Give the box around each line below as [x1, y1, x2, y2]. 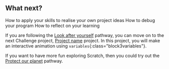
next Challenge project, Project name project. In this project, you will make [5, 37, 160, 43]
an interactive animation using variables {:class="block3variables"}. [5, 42, 147, 49]
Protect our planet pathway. [5, 57, 63, 64]
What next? [5, 4, 43, 12]
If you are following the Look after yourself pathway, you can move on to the [5, 32, 164, 38]
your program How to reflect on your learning [5, 22, 100, 28]
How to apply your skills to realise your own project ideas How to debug [5, 17, 155, 23]
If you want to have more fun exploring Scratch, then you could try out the [5, 52, 160, 58]
